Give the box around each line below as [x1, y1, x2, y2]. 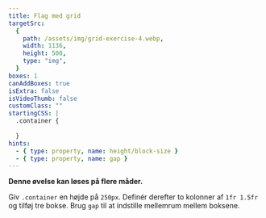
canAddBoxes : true [8, 79, 70, 87]
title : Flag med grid [8, 11, 81, 20]
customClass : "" [8, 102, 63, 110]
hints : [8, 139, 31, 148]
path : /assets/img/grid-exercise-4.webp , [23, 34, 164, 43]
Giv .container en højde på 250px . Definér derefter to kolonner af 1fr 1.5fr [8, 192, 259, 202]
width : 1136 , [23, 42, 67, 50]
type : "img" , [23, 57, 67, 65]
